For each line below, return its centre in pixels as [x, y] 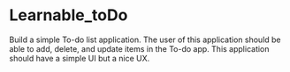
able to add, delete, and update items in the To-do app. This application [139, 48]
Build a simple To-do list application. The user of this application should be [145, 40]
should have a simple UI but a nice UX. [80, 58]
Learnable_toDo [69, 15]
